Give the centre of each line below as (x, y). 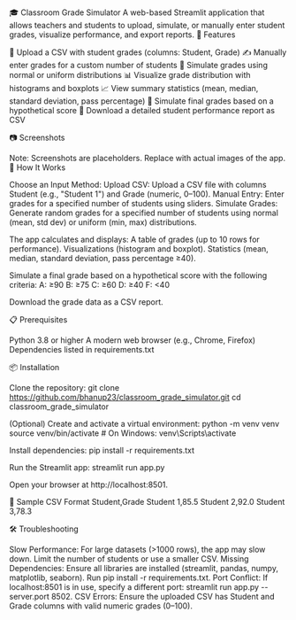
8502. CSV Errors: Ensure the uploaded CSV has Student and (163, 597)
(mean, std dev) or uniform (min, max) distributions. (103, 222)
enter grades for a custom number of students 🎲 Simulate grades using (138, 65)
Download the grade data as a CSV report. (86, 302)
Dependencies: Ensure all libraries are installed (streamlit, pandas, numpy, (144, 568)
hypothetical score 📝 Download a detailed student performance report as (142, 110)
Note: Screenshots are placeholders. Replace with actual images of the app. (147, 158)
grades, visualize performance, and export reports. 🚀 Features (122, 35)
